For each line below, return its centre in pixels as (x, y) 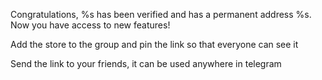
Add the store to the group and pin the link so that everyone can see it (154, 44)
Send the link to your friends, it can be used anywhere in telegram (146, 63)
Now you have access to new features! (90, 25)
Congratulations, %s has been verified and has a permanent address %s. (161, 14)
